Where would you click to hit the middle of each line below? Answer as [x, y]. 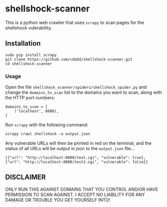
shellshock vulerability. [29, 27]
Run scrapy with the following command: [47, 125]
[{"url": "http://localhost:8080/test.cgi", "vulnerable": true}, [76, 158]
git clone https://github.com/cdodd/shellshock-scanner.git [69, 59]
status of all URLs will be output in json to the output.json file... [70, 149]
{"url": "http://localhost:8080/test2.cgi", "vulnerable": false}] [77, 162]
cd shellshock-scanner [29, 64]
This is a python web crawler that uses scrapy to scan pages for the [75, 22]
